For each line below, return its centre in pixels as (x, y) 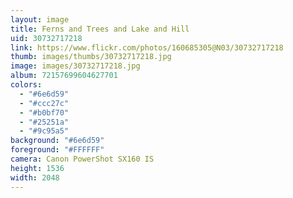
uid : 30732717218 (46, 38)
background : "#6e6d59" (57, 141)
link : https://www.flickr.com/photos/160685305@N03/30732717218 (147, 47)
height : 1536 (37, 168)
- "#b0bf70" (44, 112)
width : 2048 (35, 177)
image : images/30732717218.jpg (75, 66)
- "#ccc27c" (44, 103)
